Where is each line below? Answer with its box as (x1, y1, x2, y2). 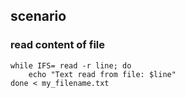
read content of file (10, 38, 105, 52)
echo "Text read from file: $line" (28, 69, 177, 79)
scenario (10, 8, 67, 25)
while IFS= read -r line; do (10, 60, 132, 71)
